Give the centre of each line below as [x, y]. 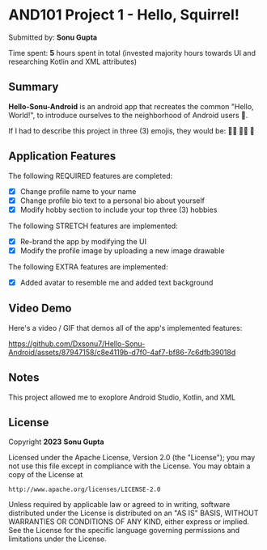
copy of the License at [46, 475]
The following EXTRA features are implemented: [88, 267]
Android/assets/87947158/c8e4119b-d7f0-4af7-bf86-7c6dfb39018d [122, 352]
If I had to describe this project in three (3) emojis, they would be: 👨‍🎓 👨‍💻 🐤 [131, 130]
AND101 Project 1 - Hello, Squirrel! [124, 15]
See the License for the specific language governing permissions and [124, 531]
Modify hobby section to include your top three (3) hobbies [119, 209]
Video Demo [40, 309]
